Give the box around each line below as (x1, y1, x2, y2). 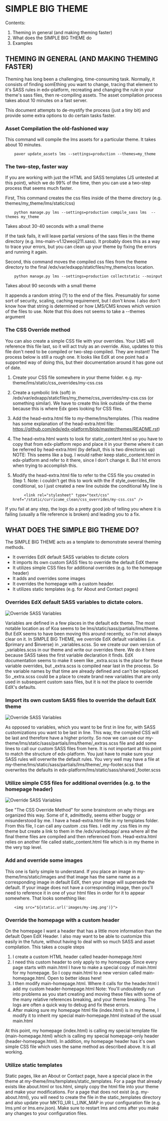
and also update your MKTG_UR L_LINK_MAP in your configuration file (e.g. (5, 1100, 161, 1106)
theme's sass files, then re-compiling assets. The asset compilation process (5, 92, 162, 98)
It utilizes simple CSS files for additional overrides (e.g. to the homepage (12, 565, 162, 571)
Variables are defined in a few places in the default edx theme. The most (5, 620, 155, 626)
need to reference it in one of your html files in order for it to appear (5, 890, 145, 896)
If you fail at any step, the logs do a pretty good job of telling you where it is (5, 506, 161, 512)
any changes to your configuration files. (5, 1110, 88, 1116)
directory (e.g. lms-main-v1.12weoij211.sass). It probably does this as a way (5, 238, 160, 245)
